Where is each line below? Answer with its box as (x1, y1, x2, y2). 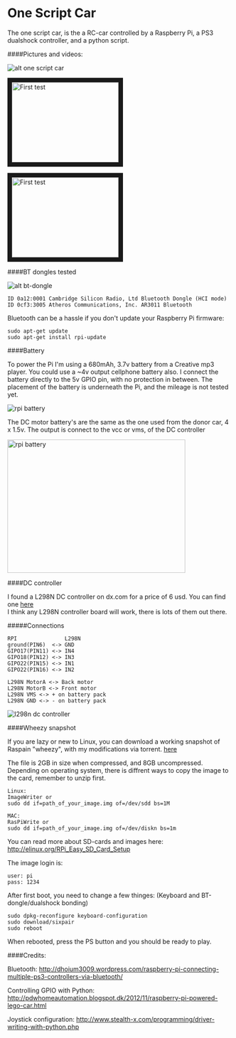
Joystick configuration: (7, 1015, 75, 1023)
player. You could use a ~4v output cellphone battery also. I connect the (7, 368, 219, 376)
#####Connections (7, 621, 65, 630)
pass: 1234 (7, 878, 40, 886)
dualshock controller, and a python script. (7, 36, 129, 44)
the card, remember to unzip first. (7, 774, 107, 782)
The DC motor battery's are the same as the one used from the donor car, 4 (7, 417, 229, 426)
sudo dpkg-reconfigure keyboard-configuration (7, 912, 148, 919)
